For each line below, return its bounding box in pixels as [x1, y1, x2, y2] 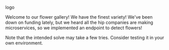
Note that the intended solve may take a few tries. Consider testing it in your [5, 35, 164, 40]
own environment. [5, 40, 43, 46]
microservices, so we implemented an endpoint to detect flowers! [5, 25, 143, 31]
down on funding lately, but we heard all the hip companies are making [5, 20, 153, 25]
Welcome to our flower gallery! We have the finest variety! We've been [5, 14, 153, 20]
